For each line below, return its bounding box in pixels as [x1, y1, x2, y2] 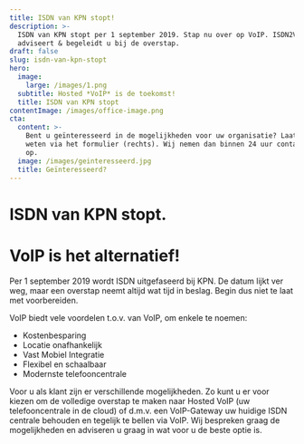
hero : [9, 64, 30, 73]
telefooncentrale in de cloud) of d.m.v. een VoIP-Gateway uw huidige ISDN [9, 405, 288, 416]
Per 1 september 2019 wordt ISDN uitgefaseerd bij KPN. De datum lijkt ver [9, 275, 283, 286]
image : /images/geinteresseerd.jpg [17, 156, 152, 166]
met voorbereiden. [9, 294, 79, 305]
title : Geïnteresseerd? [17, 165, 107, 174]
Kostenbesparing [22, 330, 87, 341]
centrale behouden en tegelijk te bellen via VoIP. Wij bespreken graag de [9, 414, 280, 426]
